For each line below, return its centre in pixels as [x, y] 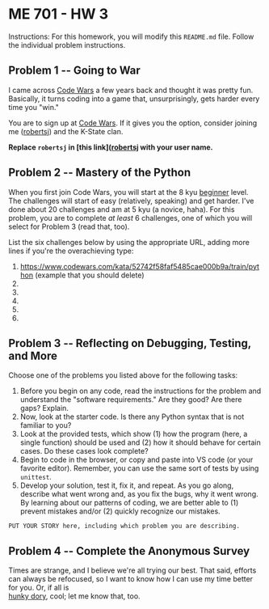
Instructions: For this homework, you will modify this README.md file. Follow [131, 36]
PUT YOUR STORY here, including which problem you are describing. [124, 527]
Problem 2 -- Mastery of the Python [100, 173]
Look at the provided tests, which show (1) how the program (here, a [134, 434]
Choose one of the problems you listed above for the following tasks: [123, 375]
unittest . [36, 477]
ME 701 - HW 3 [59, 14]
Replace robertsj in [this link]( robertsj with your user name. [111, 147]
